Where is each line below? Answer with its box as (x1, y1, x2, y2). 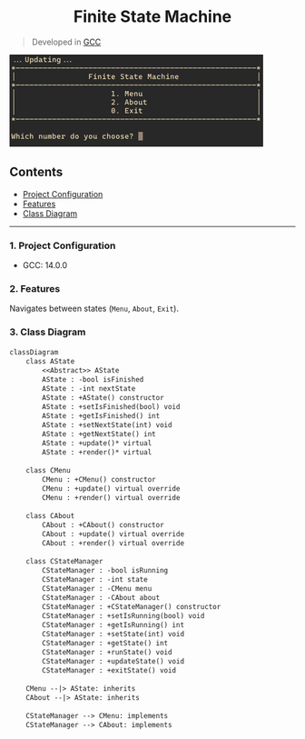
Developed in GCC (31, 36, 102, 47)
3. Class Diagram (9, 325, 86, 338)
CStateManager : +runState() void (42, 647, 172, 656)
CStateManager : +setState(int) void (42, 629, 184, 638)
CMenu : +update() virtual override (42, 484, 181, 493)
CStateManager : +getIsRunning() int (42, 620, 184, 629)
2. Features (9, 282, 61, 295)
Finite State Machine (73, 6, 232, 27)
